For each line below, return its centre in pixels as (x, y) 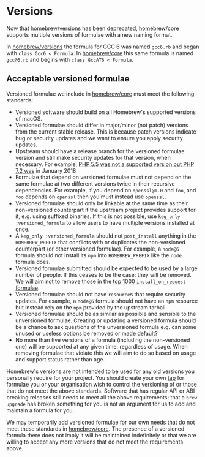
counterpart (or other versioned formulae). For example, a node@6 (97, 249)
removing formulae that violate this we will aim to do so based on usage (106, 353)
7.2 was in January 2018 (46, 170)
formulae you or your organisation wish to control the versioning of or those (102, 384)
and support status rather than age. (60, 359)
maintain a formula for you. (40, 410)
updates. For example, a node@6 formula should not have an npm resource (106, 301)
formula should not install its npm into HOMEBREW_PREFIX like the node (99, 255)
